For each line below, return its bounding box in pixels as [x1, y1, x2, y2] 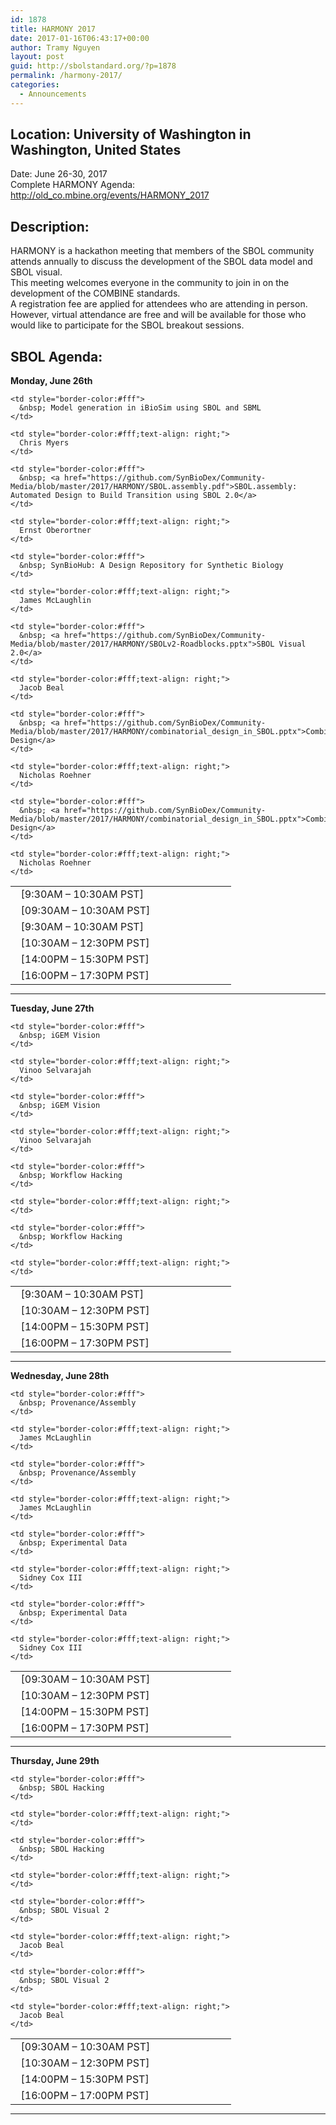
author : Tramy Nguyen [10, 42, 101, 53]
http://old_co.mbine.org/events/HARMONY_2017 [10, 189, 210, 201]
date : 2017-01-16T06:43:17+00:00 [10, 33, 150, 43]
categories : [10, 80, 60, 90]
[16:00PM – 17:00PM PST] [20, 2089, 150, 2103]
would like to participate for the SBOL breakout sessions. [10, 319, 245, 331]
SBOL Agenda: [10, 348, 103, 365]
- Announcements [19, 89, 87, 99]
